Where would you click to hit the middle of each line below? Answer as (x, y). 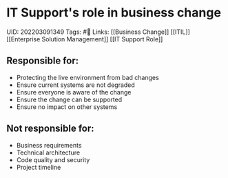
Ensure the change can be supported (69, 99)
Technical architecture (48, 152)
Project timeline (39, 167)
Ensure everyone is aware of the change (74, 92)
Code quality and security (53, 159)
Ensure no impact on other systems (67, 107)
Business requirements (49, 145)
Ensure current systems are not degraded (75, 85)
